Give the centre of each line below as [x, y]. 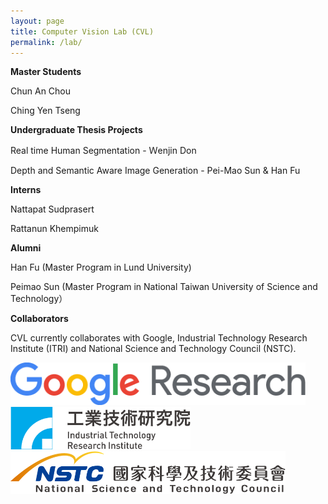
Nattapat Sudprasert [52, 209]
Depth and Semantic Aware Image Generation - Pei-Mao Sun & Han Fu [155, 171]
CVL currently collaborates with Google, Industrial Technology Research [159, 338]
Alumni [26, 248]
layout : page [37, 21]
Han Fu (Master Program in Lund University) [101, 267]
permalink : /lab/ [46, 42]
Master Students [46, 72]
